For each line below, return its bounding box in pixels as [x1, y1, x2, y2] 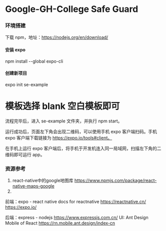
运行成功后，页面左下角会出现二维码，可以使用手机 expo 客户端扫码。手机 [5, 128, 158, 134]
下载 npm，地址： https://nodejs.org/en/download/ [5, 34, 108, 40]
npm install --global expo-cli [5, 58, 64, 64]
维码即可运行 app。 [5, 151, 45, 157]
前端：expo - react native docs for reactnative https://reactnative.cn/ [5, 199, 147, 205]
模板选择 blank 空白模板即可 [5, 101, 120, 112]
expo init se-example [5, 81, 48, 88]
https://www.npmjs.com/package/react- [74, 178, 157, 184]
